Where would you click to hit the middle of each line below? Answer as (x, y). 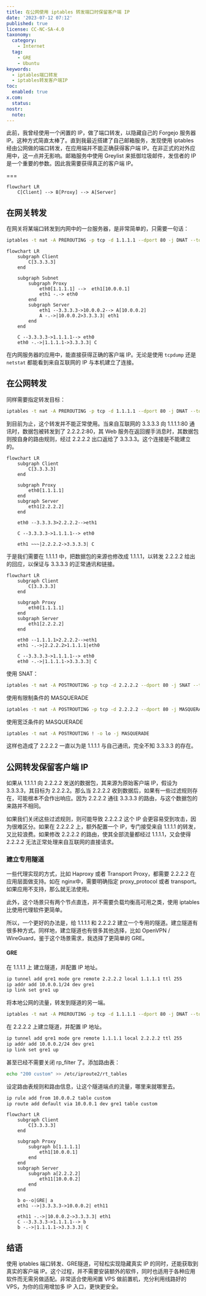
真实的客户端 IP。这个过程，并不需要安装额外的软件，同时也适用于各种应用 (101, 1271)
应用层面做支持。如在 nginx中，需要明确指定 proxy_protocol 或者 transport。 (103, 881)
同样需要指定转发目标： (36, 399)
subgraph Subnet (38, 278)
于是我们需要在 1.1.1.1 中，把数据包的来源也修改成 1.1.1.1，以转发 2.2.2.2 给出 (101, 556)
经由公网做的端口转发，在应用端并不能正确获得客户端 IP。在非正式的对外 (98, 148)
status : (22, 103)
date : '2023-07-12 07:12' (39, 18)
